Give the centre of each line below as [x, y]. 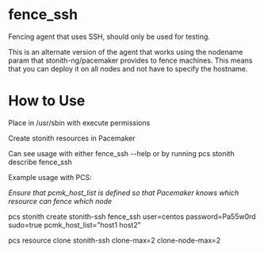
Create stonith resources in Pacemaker [72, 138]
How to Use [47, 101]
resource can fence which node [60, 201]
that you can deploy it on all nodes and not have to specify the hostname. [128, 68]
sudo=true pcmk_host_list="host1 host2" [75, 224]
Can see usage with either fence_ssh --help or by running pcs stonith [122, 153]
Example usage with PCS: [50, 177]
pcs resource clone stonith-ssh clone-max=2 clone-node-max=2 [114, 240]
